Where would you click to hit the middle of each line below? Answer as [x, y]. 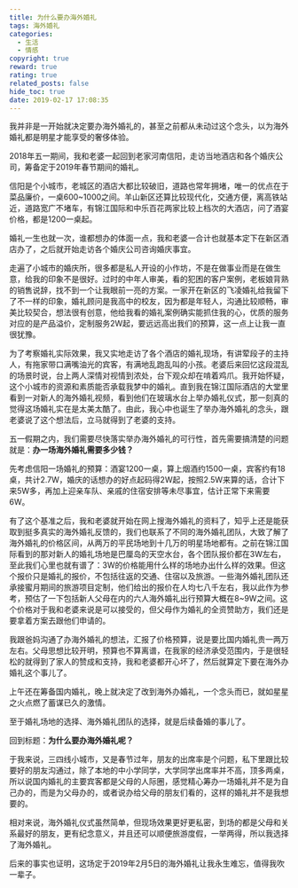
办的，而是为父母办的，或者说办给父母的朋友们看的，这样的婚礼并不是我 [149, 793]
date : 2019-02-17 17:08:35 [59, 100]
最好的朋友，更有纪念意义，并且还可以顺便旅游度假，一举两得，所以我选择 [153, 834]
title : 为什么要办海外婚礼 [53, 17]
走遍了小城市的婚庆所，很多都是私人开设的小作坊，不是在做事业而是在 [137, 268]
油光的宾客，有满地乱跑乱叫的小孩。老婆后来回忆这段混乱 [184, 365]
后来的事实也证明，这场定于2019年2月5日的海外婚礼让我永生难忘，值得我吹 [147, 864]
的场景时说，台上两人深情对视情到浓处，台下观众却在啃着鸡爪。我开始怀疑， [149, 376]
